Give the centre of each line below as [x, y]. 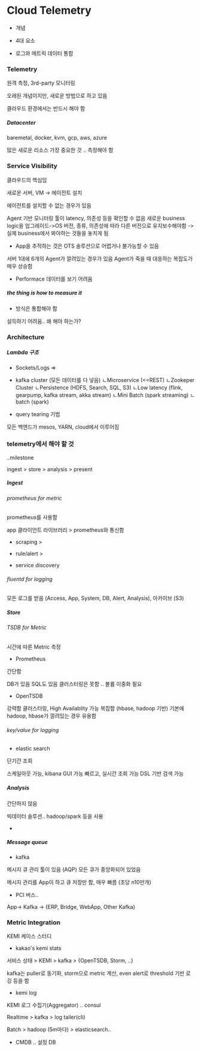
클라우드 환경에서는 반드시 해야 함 [46, 109]
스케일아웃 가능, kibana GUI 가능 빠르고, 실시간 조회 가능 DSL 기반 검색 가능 [95, 773]
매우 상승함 [20, 266]
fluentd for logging [30, 579]
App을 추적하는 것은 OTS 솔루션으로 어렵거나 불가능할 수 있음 [87, 246]
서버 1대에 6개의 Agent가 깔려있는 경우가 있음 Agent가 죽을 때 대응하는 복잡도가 [100, 258]
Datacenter [21, 122]
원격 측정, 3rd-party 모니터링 [41, 83]
